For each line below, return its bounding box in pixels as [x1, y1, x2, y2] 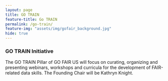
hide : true [5, 31, 28, 36]
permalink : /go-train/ [5, 21, 53, 27]
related [5, 70, 20, 76]
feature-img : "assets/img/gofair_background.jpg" [5, 26, 112, 31]
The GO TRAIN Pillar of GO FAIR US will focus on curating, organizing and [5, 59, 158, 65]
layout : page [5, 7, 33, 13]
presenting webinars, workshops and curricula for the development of [5, 64, 151, 71]
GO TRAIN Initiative [5, 48, 54, 55]
